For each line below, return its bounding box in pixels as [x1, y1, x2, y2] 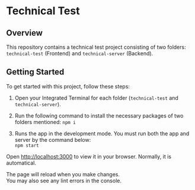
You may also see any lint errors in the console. [6, 177, 122, 184]
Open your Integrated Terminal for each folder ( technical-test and [14, 94, 179, 102]
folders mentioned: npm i [14, 118, 76, 125]
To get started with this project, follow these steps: [6, 83, 130, 90]
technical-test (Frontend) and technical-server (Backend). [6, 50, 154, 57]
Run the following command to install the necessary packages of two [14, 112, 184, 119]
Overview [6, 28, 43, 38]
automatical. [6, 159, 37, 166]
